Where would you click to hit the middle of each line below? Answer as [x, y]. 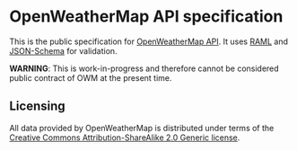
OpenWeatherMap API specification [146, 17]
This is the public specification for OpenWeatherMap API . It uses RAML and [149, 41]
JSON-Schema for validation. [64, 50]
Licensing [37, 107]
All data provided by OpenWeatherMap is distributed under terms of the [142, 128]
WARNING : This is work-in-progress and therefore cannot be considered [144, 68]
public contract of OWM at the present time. [91, 77]
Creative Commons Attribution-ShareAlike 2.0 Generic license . [125, 138]
